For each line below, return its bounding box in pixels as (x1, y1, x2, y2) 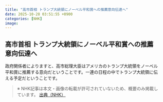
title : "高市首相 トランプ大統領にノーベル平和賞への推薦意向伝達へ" (5, 7, 128, 12)
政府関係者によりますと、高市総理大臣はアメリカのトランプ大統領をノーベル (5, 63, 158, 69)
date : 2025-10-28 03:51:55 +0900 (5, 12, 73, 17)
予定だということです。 (13, 75, 60, 81)
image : (5, 20, 18, 26)
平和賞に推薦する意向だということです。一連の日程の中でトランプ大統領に (5, 69, 154, 75)
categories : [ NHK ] (5, 16, 42, 21)
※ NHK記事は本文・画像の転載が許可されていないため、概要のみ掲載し (17, 86, 158, 92)
